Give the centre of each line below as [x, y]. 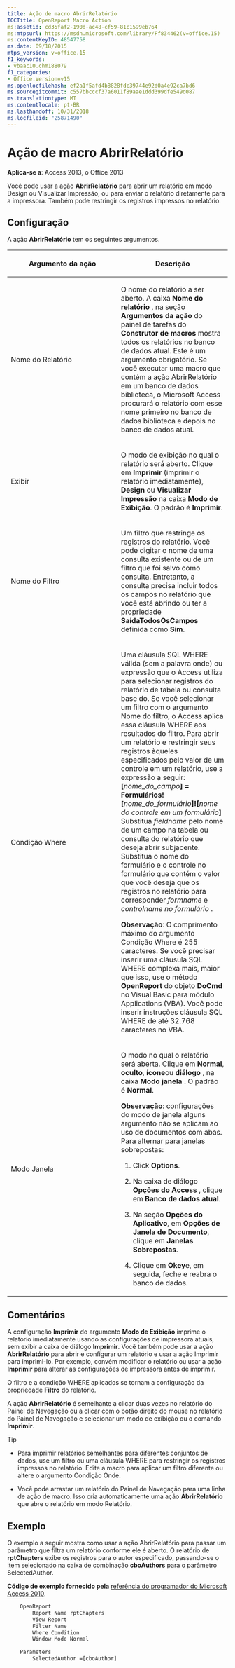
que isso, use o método [159, 977]
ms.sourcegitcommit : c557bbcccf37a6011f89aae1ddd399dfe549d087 [101, 92]
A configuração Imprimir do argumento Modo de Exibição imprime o [107, 1332]
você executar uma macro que [171, 369]
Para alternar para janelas [163, 1141]
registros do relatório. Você [166, 542]
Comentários [36, 1315]
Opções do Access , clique [178, 1190]
